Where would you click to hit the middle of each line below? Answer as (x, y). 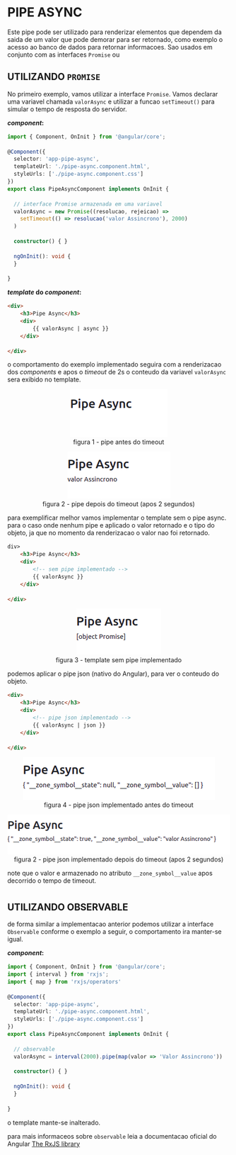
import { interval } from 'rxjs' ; (58, 975)
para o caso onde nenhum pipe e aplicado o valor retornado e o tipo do (111, 525)
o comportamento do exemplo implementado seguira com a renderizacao (114, 364)
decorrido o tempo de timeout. (52, 881)
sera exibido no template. (44, 379)
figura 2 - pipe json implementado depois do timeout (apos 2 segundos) (119, 859)
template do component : (45, 292)
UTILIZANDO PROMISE (54, 77)
